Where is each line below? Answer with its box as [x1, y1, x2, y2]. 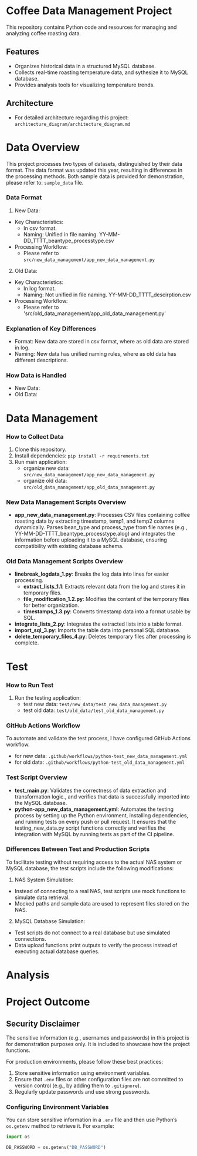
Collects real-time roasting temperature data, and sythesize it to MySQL [14, 69, 189, 76]
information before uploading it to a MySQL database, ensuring [14, 536, 167, 543]
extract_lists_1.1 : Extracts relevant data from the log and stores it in [23, 583, 186, 590]
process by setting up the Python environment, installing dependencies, [14, 811, 189, 818]
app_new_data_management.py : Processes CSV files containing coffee [14, 512, 191, 519]
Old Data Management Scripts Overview [6, 557, 123, 566]
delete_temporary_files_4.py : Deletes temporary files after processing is [14, 633, 191, 640]
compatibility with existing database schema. [14, 543, 124, 550]
